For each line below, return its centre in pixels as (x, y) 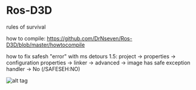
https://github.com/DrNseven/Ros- (90, 38)
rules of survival (26, 27)
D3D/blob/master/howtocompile (46, 45)
